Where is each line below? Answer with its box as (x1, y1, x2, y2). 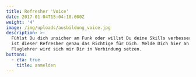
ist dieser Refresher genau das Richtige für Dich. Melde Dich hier (11, 41, 181, 47)
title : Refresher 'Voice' (6, 8, 69, 14)
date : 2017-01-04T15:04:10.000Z (6, 14, 85, 20)
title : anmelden (16, 62, 57, 68)
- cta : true (11, 57, 41, 63)
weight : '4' (6, 19, 35, 25)
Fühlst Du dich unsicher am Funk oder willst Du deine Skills (11, 35, 166, 41)
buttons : (6, 52, 27, 57)
